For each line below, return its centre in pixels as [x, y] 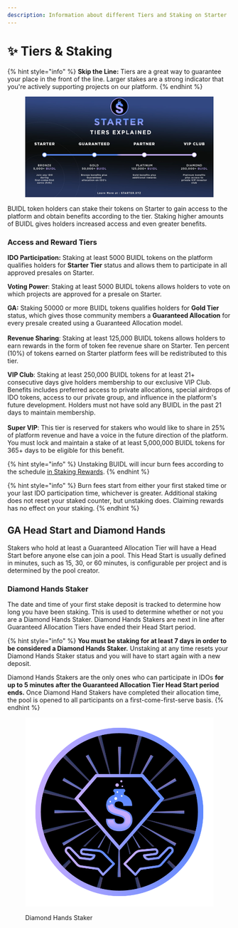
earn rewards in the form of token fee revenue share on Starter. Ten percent [118, 345]
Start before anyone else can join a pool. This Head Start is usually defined [117, 555]
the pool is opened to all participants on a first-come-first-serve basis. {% [115, 700]
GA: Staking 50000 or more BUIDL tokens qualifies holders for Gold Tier [113, 308]
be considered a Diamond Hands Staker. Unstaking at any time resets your [118, 649]
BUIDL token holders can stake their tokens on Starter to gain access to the [118, 208]
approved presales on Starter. [51, 272]
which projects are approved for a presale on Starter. [85, 294]
